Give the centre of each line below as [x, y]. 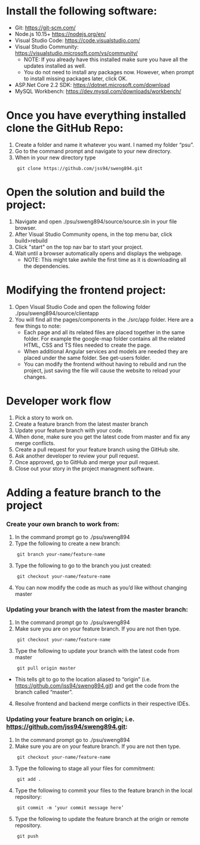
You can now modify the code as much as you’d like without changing [101, 587]
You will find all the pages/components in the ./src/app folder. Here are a [104, 319]
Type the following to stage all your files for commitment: [85, 768]
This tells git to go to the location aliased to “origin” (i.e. [83, 679]
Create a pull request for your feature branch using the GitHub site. [97, 449]
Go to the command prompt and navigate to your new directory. [93, 151]
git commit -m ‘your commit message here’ [70, 808]
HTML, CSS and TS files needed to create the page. [87, 345]
